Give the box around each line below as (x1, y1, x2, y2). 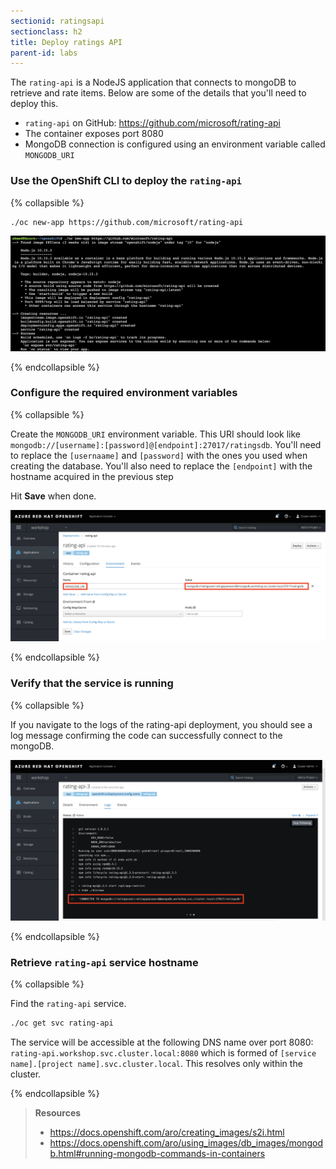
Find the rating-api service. (10, 997, 127, 1009)
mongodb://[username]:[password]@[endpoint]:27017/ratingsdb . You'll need (10, 438, 322, 450)
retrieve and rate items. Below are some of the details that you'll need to (10, 87, 307, 99)
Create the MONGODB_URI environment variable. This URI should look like (10, 428, 301, 440)
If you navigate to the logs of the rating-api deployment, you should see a (10, 718, 313, 730)
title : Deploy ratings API (10, 37, 123, 47)
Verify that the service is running (10, 676, 174, 690)
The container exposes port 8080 (24, 128, 164, 140)
